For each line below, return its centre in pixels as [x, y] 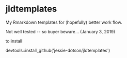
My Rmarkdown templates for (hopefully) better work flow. [64, 22]
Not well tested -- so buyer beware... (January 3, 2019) [60, 31]
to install [14, 41]
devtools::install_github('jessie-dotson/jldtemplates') [58, 50]
